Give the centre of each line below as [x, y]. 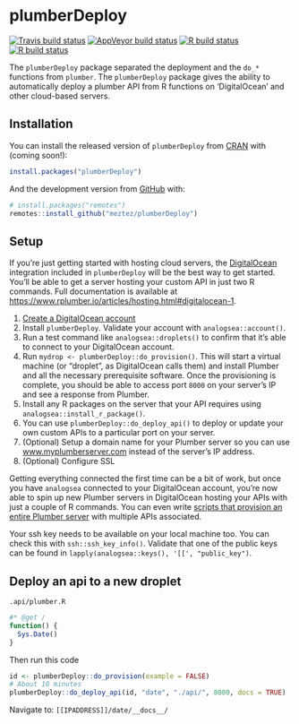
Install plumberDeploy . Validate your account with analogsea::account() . [154, 328]
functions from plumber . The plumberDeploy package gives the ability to [140, 76]
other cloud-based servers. [60, 96]
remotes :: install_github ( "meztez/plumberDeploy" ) [104, 213]
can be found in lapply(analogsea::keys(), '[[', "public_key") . [131, 553]
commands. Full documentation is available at [93, 291]
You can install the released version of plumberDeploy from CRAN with [138, 145]
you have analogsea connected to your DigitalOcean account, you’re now [144, 488]
